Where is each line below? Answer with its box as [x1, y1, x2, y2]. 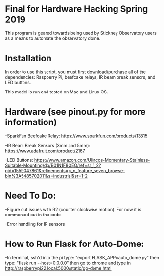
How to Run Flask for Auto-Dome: [5, 238, 144, 249]
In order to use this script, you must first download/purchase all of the [5, 69, 146, 75]
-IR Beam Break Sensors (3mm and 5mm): [5, 142, 91, 148]
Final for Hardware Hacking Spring [5, 3, 148, 15]
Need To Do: [5, 190, 56, 201]
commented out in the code [5, 212, 61, 217]
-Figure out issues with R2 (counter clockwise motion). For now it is [5, 206, 141, 212]
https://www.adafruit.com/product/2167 [5, 148, 85, 153]
